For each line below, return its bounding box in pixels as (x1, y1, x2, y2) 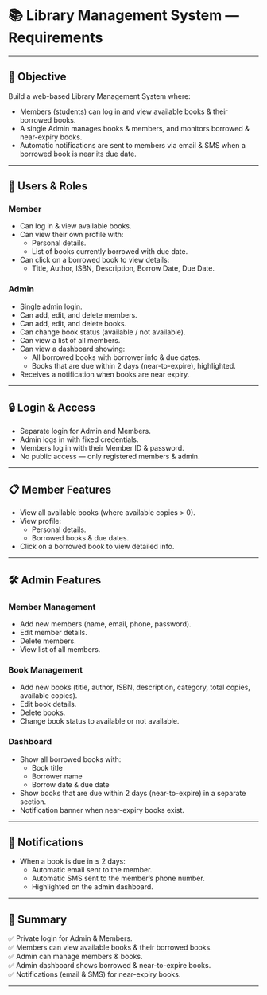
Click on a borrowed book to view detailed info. (19, 542, 175, 552)
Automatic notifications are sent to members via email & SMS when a (19, 140, 246, 150)
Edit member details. (19, 628, 87, 638)
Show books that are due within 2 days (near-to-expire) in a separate (19, 788, 246, 798)
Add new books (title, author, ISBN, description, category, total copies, (19, 682, 250, 693)
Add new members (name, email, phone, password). (19, 619, 192, 629)
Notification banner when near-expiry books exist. (19, 805, 185, 814)
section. (19, 797, 47, 806)
